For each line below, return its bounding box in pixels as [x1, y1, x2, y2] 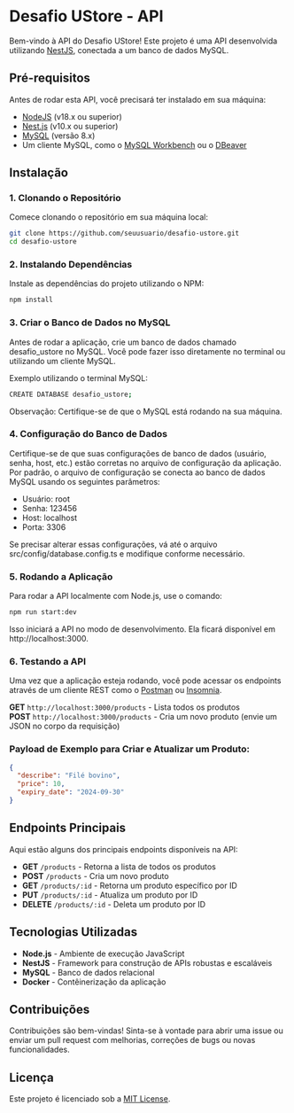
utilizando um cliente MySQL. [9, 355, 117, 366]
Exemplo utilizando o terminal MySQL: [9, 372, 149, 383]
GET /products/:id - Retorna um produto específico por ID [21, 880, 237, 891]
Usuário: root [21, 494, 71, 504]
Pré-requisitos [9, 71, 91, 86]
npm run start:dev [9, 608, 77, 617]
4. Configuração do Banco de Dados [9, 428, 168, 440]
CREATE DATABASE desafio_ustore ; [9, 390, 133, 399]
